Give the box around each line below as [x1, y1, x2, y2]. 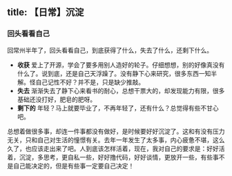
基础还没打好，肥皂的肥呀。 [17, 95, 97, 104]
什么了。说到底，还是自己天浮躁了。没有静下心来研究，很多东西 [17, 69, 199, 77]
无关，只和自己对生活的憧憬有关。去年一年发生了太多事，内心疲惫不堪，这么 [7, 135, 225, 144]
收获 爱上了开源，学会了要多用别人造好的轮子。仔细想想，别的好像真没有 [17, 61, 225, 69]
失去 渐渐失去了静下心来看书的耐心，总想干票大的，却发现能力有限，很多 [17, 86, 225, 95]
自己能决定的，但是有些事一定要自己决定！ [12, 162, 135, 170]
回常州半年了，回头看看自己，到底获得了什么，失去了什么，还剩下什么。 [7, 46, 213, 54]
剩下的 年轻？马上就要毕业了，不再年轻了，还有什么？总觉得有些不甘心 [17, 104, 219, 112]
